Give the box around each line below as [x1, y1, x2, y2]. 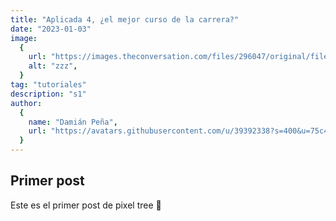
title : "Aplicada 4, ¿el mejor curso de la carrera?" [10, 14, 240, 25]
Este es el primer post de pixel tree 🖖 [10, 199, 162, 211]
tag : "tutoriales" [10, 80, 87, 90]
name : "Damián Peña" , [28, 117, 118, 127]
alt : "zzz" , [28, 61, 78, 71]
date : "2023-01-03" [10, 24, 92, 34]
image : [10, 33, 38, 43]
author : [10, 98, 43, 108]
